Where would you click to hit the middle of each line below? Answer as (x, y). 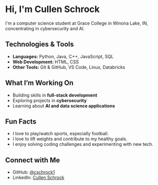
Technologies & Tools (39, 44)
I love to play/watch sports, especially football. (61, 134)
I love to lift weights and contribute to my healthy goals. (70, 139)
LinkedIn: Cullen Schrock (38, 177)
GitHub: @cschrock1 (34, 172)
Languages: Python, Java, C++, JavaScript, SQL (63, 56)
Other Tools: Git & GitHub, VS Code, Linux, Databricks (69, 67)
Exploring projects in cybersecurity (50, 100)
